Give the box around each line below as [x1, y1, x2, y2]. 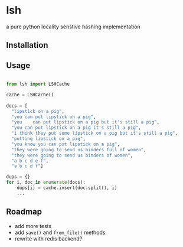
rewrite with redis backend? [14, 235, 83, 242]
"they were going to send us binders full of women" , [11, 147, 146, 152]
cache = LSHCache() [6, 92, 54, 98]
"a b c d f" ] [11, 163, 44, 169]
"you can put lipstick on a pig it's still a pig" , [11, 125, 142, 131]
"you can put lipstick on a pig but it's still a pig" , [11, 119, 160, 125]
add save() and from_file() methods [14, 229, 106, 236]
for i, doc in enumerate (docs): [6, 180, 86, 186]
